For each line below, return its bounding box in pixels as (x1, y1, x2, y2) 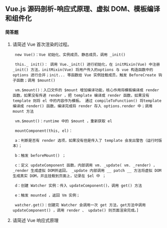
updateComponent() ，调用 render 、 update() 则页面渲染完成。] (12, 207, 139, 213)
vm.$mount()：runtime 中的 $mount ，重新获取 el (15, 118, 112, 124)
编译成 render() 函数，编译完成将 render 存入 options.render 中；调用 (12, 103, 153, 109)
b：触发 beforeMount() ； (15, 153, 66, 158)
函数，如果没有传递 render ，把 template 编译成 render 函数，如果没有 (12, 93, 149, 98)
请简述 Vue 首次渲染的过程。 (12, 41, 72, 47)
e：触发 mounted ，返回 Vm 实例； (15, 192, 80, 198)
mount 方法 (12, 109, 34, 114)
